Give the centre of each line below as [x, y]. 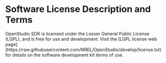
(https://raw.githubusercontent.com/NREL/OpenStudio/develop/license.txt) [84, 49]
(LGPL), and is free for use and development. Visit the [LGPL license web [81, 39]
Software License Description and [78, 9]
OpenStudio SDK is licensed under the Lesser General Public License [77, 33]
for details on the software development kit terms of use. [65, 55]
